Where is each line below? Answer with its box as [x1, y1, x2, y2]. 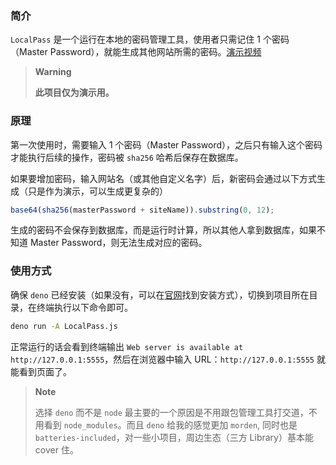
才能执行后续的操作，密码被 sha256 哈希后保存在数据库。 [10, 151, 244, 163]
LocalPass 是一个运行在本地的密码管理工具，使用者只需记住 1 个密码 [10, 33, 290, 46]
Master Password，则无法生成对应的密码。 [29, 237, 208, 249]
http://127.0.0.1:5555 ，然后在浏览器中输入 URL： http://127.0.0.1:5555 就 [10, 353, 326, 365]
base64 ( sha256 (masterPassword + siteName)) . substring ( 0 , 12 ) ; [10, 205, 275, 215]
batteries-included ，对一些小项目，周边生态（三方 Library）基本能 [34, 431, 314, 443]
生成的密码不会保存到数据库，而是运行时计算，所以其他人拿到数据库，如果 [10, 224, 317, 236]
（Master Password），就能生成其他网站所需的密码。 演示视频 [10, 46, 262, 58]
